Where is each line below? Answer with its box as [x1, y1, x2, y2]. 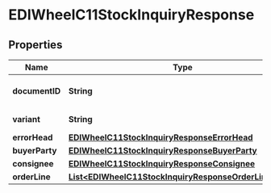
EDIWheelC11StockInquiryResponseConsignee [68, 158, 256, 169]
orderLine [12, 171, 51, 183]
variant [12, 114, 40, 124]
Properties [8, 38, 63, 52]
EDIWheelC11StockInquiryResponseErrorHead [68, 132, 253, 143]
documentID [12, 86, 61, 96]
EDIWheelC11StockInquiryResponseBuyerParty [68, 145, 257, 156]
